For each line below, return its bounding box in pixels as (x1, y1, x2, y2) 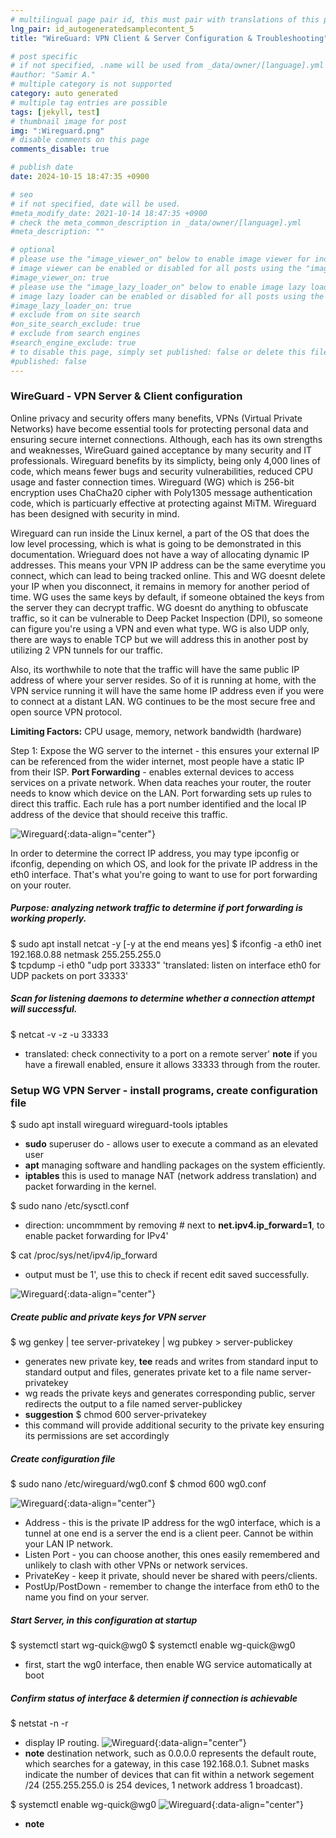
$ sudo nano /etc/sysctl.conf (10, 1200, 130, 1212)
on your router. (10, 879, 72, 891)
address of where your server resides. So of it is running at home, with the (10, 674, 317, 686)
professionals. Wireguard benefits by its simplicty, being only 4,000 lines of (10, 454, 321, 466)
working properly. (10, 912, 87, 925)
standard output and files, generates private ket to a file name (24, 1366, 280, 1378)
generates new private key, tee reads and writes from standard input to (24, 1356, 319, 1367)
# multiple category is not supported (10, 79, 172, 90)
